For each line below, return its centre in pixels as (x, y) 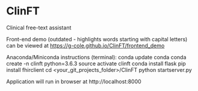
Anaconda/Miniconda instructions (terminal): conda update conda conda (96, 57)
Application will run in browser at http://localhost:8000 (74, 81)
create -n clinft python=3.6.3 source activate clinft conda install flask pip (96, 63)
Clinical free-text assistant (39, 28)
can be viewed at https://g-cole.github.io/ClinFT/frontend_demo (85, 45)
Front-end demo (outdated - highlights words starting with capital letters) (97, 39)
